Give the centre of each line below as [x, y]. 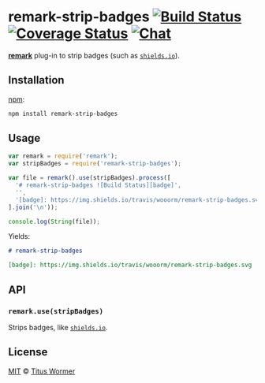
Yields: [19, 236]
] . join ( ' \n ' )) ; [33, 207]
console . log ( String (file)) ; [54, 221]
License [28, 352]
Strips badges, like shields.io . [58, 327]
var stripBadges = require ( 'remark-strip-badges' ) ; [95, 164]
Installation [36, 80]
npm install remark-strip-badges [63, 113]
